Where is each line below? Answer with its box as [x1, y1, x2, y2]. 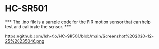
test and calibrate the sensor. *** [5, 24, 71, 29]
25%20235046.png [5, 38, 45, 44]
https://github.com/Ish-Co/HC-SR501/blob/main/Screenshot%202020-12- [5, 33, 154, 39]
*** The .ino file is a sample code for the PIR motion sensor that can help [5, 19, 151, 24]
